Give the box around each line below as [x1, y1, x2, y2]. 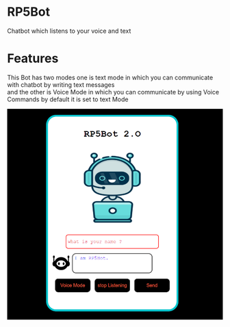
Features [7, 51, 59, 66]
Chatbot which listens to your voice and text [7, 27, 131, 35]
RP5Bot [7, 4, 50, 20]
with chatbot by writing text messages [7, 80, 115, 89]
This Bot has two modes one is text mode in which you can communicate [7, 73, 214, 81]
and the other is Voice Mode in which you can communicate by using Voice [7, 88, 220, 96]
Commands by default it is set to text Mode [7, 95, 129, 103]
